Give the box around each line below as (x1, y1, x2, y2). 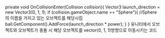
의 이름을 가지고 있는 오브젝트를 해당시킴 (5, 15, 83, 21)
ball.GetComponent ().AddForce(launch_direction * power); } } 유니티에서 (5, 21, 151, 27)
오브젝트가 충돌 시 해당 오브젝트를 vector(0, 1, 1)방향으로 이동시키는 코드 (18, 27, 157, 33)
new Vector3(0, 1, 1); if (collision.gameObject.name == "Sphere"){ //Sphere (5, 9, 157, 15)
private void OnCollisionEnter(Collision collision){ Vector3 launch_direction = (5, 4, 160, 10)
